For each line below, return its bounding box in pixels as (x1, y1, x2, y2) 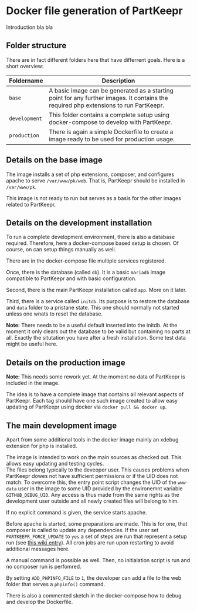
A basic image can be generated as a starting (49, 87, 174, 95)
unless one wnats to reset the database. (6, 310, 103, 317)
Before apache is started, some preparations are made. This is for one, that (6, 520, 188, 527)
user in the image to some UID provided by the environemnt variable (18, 485, 183, 492)
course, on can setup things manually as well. (6, 246, 117, 253)
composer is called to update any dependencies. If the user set (6, 527, 159, 533)
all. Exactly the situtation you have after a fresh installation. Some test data (6, 334, 186, 341)
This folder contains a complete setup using (49, 111, 170, 119)
